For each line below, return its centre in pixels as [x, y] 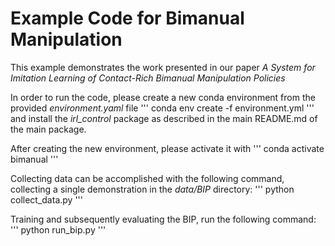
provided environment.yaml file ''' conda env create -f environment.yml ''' [162, 108]
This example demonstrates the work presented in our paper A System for [163, 67]
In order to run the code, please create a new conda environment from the [163, 97]
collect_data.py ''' [46, 199]
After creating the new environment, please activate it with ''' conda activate [167, 148]
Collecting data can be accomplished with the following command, [147, 178]
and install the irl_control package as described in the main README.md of [164, 118]
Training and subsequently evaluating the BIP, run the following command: [163, 219]
